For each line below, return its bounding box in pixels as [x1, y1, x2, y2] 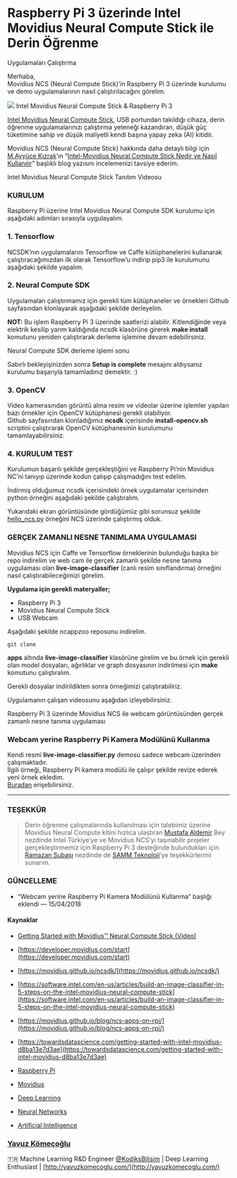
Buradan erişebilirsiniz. [7, 781, 74, 789]
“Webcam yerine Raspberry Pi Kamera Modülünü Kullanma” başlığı [17, 892, 212, 900]
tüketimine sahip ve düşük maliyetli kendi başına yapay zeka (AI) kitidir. [7, 130, 214, 139]
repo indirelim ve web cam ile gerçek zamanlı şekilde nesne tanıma [7, 556, 202, 565]
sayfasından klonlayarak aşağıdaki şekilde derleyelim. [7, 304, 164, 312]
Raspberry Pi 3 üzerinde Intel [7, 5, 181, 21]
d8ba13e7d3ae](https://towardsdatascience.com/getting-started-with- [17, 1044, 224, 1054]
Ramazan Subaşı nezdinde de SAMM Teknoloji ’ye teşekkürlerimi [24, 851, 212, 859]
